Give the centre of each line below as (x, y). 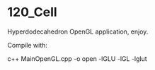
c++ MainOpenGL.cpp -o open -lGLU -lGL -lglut (77, 58)
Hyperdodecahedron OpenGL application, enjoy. (78, 31)
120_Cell (33, 12)
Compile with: (28, 45)
